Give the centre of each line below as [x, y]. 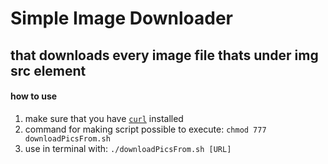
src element [48, 70]
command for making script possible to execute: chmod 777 [145, 129]
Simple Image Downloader [121, 18]
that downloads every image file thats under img [164, 55]
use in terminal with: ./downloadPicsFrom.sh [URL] [128, 148]
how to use [34, 96]
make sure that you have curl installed [104, 118]
